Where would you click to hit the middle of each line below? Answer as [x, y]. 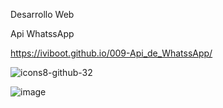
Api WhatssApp [42, 33]
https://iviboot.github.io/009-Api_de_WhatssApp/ [111, 53]
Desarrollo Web [42, 14]
